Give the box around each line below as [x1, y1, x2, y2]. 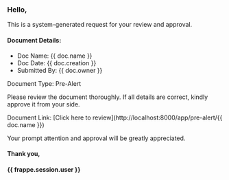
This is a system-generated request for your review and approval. [7, 21, 193, 29]
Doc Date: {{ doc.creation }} [16, 58, 97, 67]
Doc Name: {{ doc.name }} [16, 52, 93, 60]
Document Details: [7, 36, 62, 44]
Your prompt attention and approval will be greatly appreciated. [7, 134, 186, 142]
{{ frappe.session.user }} [7, 165, 81, 173]
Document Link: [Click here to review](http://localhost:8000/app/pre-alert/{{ [7, 113, 223, 122]
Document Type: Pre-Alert [7, 79, 82, 87]
